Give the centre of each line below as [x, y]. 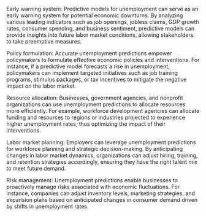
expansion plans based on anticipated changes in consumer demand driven [102, 200]
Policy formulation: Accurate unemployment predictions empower [89, 53]
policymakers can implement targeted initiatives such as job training [92, 73]
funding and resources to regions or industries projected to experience [96, 117]
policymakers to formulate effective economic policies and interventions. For [103, 60]
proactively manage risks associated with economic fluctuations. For [93, 187]
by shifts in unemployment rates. [48, 206]
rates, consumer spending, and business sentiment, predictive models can [101, 28]
